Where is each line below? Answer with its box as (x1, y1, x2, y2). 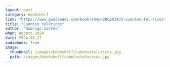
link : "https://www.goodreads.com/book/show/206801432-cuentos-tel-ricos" (5, 17, 166, 22)
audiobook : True (5, 40, 39, 45)
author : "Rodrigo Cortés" (5, 26, 60, 31)
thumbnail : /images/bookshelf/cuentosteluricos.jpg (10, 49, 121, 54)
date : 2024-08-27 (5, 36, 42, 41)
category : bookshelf (5, 12, 49, 17)
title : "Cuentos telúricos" (5, 21, 65, 27)
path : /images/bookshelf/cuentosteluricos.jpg (10, 54, 110, 59)
